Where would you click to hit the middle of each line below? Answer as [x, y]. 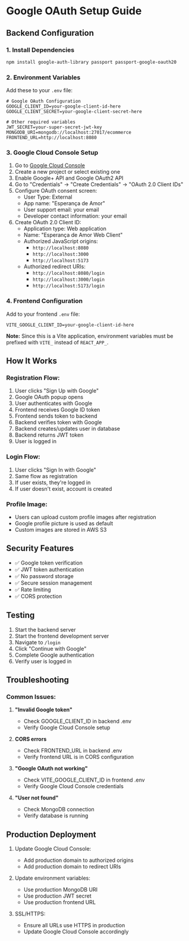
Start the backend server [45, 629]
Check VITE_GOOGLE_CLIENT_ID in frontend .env [84, 780]
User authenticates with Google [53, 403]
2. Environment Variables [43, 77]
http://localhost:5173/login [69, 286]
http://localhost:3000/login [69, 280]
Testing [21, 615]
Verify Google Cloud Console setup [67, 727]
